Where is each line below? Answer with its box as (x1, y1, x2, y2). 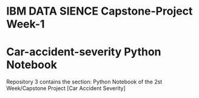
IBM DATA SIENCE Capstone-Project (6, 4, 193, 18)
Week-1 (6, 17, 45, 31)
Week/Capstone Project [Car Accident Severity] (6, 85, 126, 92)
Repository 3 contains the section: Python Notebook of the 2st (6, 78, 163, 86)
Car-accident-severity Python (6, 45, 162, 59)
